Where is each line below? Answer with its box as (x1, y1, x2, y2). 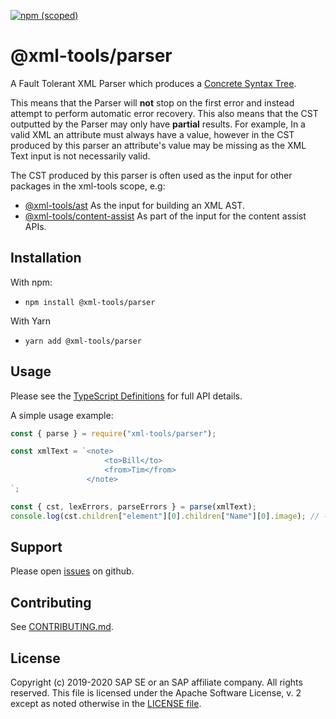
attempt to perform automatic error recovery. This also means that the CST (10, 107, 319, 119)
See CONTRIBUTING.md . (10, 621, 114, 633)
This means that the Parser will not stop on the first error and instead (10, 96, 295, 109)
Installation (10, 250, 82, 267)
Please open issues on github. (10, 565, 135, 577)
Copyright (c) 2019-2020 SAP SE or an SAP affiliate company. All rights (10, 676, 303, 688)
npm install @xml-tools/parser (24, 297, 156, 307)
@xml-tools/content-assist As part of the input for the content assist (24, 210, 307, 222)
